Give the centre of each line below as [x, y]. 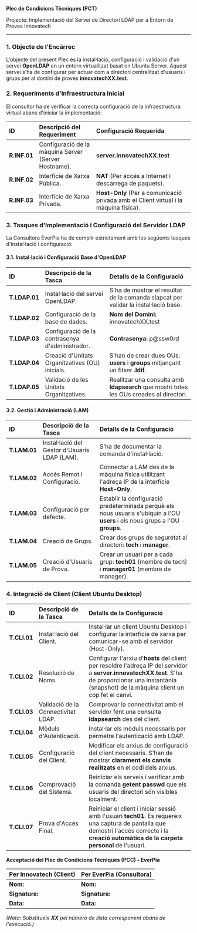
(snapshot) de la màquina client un [137, 688]
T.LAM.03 [23, 513]
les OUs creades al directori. [148, 395]
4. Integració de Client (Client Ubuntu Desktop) [74, 594]
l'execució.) [20, 924]
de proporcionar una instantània [133, 680]
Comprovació [57, 784]
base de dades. [66, 322]
